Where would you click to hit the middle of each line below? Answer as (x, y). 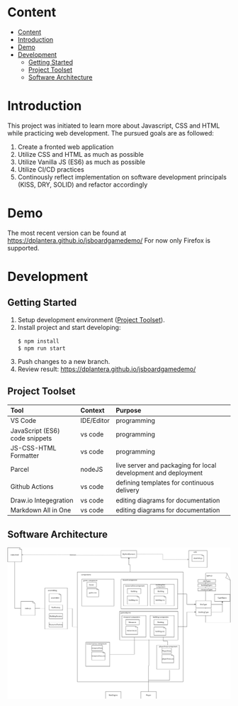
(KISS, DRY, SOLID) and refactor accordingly (83, 184)
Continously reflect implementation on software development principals (122, 177)
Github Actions (32, 486)
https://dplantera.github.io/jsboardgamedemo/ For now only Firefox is (109, 240)
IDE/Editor (95, 421)
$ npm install (38, 341)
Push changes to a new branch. (64, 361)
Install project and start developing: (69, 327)
